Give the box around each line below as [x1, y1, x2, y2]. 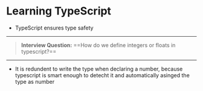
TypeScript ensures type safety [14, 24, 94, 31]
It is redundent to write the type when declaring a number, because [14, 65, 183, 72]
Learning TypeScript [6, 4, 112, 18]
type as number [14, 78, 55, 85]
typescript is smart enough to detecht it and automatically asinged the [14, 71, 190, 79]
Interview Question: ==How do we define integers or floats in [21, 41, 176, 49]
